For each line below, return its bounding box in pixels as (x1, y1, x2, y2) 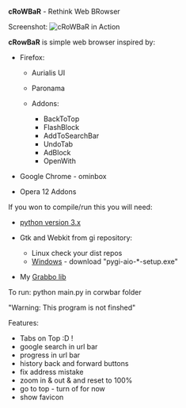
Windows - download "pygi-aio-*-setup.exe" (31, 257, 178, 266)
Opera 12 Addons (19, 187, 77, 196)
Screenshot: (8, 22, 48, 31)
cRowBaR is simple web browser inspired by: (8, 37, 156, 47)
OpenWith (43, 156, 77, 166)
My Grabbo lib (19, 273, 66, 281)
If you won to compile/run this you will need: (8, 202, 153, 212)
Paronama (31, 83, 66, 93)
